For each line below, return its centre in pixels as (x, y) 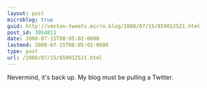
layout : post (26, 13)
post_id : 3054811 (32, 32)
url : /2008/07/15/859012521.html (55, 58)
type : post (23, 52)
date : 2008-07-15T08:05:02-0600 (53, 39)
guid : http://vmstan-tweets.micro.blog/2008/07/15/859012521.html (104, 26)
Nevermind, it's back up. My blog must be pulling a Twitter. (90, 77)
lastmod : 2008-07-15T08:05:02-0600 (58, 45)
